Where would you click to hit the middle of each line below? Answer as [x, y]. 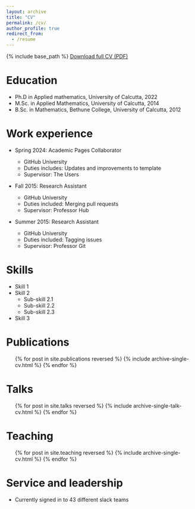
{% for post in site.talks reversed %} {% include [73, 405]
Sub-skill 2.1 [38, 299]
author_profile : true [33, 28]
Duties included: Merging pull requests [71, 204]
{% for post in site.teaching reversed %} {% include [78, 452]
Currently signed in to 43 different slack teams [72, 499]
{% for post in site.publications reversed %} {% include [82, 359]
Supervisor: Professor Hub [56, 210]
